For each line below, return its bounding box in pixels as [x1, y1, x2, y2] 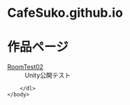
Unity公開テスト [24, 71, 71, 80]
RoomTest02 [7, 63, 44, 71]
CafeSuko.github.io [7, 5, 124, 21]
